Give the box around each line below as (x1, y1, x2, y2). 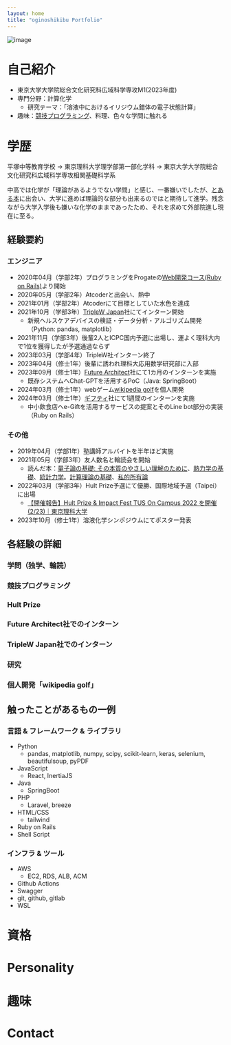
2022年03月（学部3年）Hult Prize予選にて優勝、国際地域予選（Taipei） (16, 481, 221, 490)
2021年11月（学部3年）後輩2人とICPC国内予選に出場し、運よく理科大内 (16, 334, 221, 342)
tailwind (27, 815, 50, 824)
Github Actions (16, 879, 60, 888)
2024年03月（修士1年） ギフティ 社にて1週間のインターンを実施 (16, 394, 195, 402)
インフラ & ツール (7, 848, 65, 858)
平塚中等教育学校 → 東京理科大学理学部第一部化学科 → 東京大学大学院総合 (7, 163, 219, 171)
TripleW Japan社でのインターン (7, 639, 113, 649)
